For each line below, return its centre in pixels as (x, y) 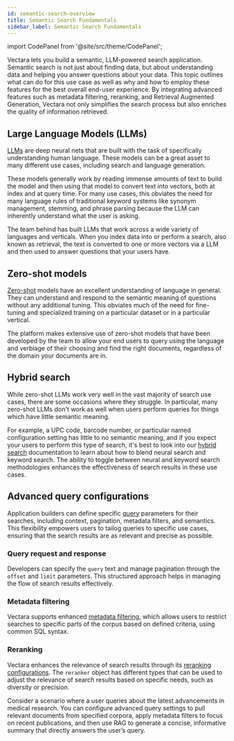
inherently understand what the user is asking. (74, 216)
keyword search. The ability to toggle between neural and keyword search (114, 459)
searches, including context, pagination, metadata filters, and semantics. (111, 521)
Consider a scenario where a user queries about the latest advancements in (116, 701)
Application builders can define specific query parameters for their (103, 513)
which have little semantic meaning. (58, 416)
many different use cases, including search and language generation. (107, 165)
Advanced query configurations (78, 497)
